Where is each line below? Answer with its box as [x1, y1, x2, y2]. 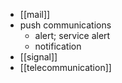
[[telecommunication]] [19, 62, 112, 73]
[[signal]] [19, 51, 58, 63]
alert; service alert [34, 30, 111, 41]
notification [34, 40, 82, 52]
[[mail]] [19, 9, 51, 20]
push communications [19, 19, 112, 31]
